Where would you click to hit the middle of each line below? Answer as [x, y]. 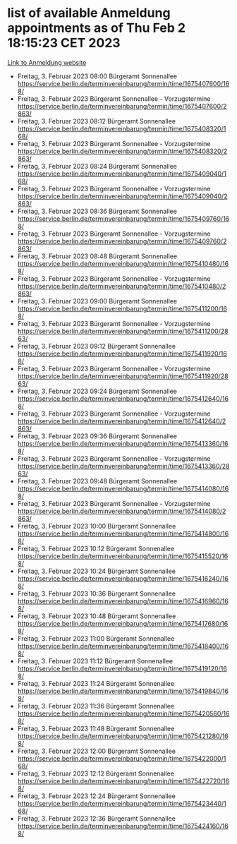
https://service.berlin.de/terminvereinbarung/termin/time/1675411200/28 [123, 331]
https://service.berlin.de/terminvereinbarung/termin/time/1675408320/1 [122, 128]
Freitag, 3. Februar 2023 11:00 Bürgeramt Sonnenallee [96, 638]
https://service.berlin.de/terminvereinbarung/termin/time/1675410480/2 [122, 286]
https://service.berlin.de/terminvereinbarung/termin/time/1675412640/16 [123, 398]
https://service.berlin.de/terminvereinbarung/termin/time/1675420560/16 [123, 713]
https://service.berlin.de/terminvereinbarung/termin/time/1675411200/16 [122, 308]
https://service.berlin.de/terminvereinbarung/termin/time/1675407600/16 [123, 83]
